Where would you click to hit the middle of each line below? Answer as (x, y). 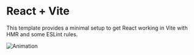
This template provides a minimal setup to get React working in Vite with (97, 28)
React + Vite (38, 11)
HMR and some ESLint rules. (42, 34)
